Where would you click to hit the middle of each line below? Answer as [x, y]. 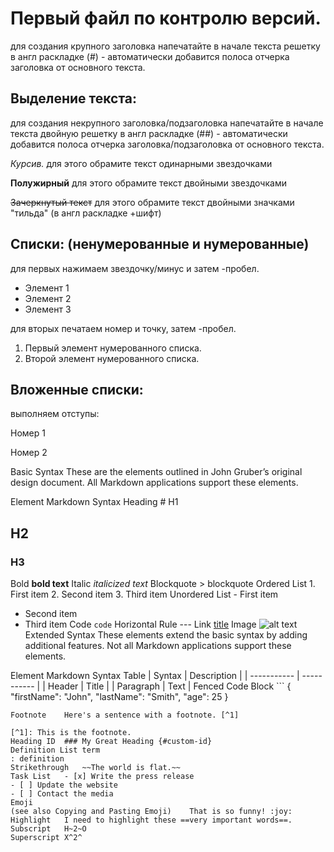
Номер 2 [29, 453]
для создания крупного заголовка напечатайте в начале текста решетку [165, 46]
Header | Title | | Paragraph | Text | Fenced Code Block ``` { [169, 686]
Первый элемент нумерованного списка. [113, 348]
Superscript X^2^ [46, 838]
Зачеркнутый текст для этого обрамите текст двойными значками [152, 202]
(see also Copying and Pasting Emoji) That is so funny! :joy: [151, 812]
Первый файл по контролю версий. [166, 18]
